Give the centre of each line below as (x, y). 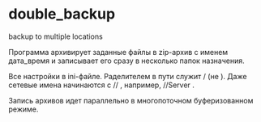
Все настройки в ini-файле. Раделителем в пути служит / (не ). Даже (128, 76)
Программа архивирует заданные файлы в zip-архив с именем (118, 52)
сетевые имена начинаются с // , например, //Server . (101, 85)
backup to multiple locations (56, 36)
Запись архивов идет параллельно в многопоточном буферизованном (131, 100)
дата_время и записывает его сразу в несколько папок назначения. (126, 61)
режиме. (24, 109)
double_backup (62, 14)
